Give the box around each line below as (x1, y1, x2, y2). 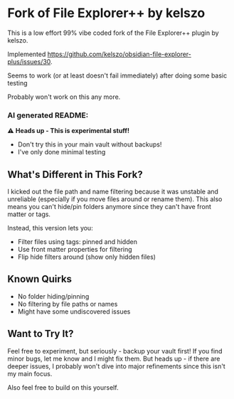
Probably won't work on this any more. (7, 92, 121, 101)
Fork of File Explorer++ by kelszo (7, 5, 206, 21)
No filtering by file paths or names (17, 299, 118, 308)
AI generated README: (7, 110, 89, 120)
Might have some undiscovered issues (17, 307, 131, 316)
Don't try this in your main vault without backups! (17, 140, 162, 149)
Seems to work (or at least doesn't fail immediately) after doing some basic (7, 71, 228, 80)
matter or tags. (7, 210, 51, 218)
